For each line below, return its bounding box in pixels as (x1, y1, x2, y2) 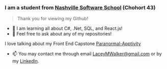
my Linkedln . (12, 58, 39, 64)
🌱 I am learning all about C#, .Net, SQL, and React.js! (12, 25, 123, 31)
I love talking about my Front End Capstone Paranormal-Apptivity (5, 41, 141, 47)
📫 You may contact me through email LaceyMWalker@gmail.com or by (12, 51, 162, 57)
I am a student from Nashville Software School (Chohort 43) (5, 4, 156, 11)
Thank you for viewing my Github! (17, 16, 89, 22)
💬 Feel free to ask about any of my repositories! (12, 31, 112, 37)
